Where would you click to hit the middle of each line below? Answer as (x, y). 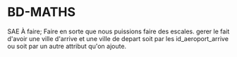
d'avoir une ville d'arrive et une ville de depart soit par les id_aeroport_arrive (118, 38)
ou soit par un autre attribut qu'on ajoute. (67, 46)
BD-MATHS (42, 12)
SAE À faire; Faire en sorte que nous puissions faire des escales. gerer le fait (119, 31)
